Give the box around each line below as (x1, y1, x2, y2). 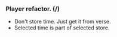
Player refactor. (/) (5, 5, 60, 13)
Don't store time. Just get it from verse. (14, 18, 111, 25)
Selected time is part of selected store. (14, 24, 110, 31)
